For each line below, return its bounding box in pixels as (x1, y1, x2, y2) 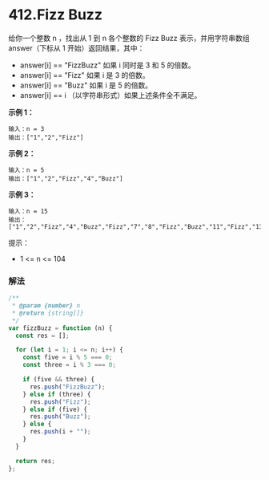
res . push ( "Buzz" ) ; (29, 413, 91, 421)
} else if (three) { (22, 390, 91, 398)
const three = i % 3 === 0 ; (22, 361, 116, 369)
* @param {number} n (11, 302, 81, 310)
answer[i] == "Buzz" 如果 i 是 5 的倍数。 (19, 80, 153, 90)
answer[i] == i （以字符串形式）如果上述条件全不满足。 (19, 90, 202, 100)
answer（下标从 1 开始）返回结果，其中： (8, 43, 145, 53)
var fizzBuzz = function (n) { (8, 323, 113, 332)
